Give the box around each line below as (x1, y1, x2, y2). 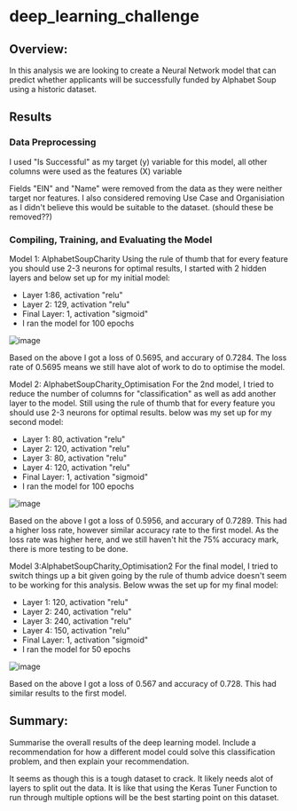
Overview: (9, 42, 68, 57)
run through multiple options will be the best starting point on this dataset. (9, 791, 279, 802)
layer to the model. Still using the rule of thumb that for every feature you (9, 398, 276, 408)
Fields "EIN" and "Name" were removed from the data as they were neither (9, 183, 283, 193)
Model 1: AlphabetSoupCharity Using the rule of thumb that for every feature (9, 253, 288, 264)
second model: (9, 416, 64, 427)
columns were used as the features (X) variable (9, 166, 183, 177)
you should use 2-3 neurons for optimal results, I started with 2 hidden (9, 263, 267, 273)
